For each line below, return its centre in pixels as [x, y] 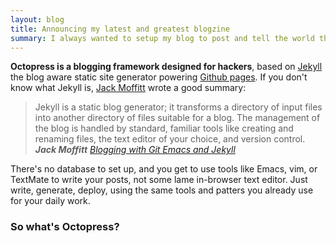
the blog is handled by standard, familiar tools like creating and [164, 128]
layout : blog [37, 19]
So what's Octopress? [65, 227]
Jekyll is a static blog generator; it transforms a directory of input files [178, 107]
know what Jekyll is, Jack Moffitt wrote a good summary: [128, 88]
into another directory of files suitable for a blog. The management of [177, 118]
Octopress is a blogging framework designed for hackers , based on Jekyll [166, 67]
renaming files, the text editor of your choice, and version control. [170, 139]
